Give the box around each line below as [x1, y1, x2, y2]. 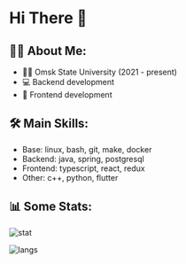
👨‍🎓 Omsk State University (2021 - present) [21, 66, 177, 77]
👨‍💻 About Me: [9, 43, 87, 58]
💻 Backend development [21, 77, 115, 87]
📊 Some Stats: [9, 199, 93, 214]
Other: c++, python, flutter [21, 172, 119, 182]
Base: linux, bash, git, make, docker [21, 144, 152, 154]
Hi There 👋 [9, 8, 88, 28]
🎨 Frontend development [21, 89, 112, 100]
